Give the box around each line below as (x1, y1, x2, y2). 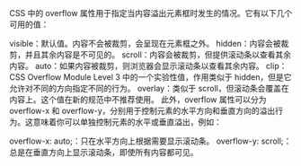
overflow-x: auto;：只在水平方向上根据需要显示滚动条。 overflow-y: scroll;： (9, 135, 292, 146)
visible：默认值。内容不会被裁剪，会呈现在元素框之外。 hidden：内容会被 (9, 39, 281, 48)
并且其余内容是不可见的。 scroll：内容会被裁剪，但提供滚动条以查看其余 (24, 49, 292, 60)
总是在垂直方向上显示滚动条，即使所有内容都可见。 (9, 147, 199, 157)
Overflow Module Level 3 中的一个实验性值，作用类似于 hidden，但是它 (27, 72, 292, 83)
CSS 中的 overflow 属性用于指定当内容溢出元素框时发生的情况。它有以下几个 (9, 8, 293, 18)
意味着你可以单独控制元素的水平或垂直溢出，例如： (32, 117, 222, 127)
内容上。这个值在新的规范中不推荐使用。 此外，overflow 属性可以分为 (9, 94, 267, 105)
